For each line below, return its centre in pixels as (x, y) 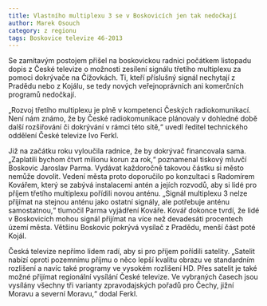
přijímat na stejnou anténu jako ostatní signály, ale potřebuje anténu (119, 202)
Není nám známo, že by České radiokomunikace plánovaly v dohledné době (133, 119)
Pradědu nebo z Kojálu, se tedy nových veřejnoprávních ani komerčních (126, 86)
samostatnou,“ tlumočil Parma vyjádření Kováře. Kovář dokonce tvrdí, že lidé (134, 211)
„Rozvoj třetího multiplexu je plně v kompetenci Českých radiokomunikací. (130, 110)
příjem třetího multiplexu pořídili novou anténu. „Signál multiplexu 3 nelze (128, 193)
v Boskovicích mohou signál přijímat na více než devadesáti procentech (126, 219)
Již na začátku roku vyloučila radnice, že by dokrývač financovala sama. (128, 151)
